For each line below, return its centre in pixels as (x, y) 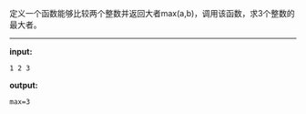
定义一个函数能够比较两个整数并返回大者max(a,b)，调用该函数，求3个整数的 (152, 13)
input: (21, 52)
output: (24, 85)
